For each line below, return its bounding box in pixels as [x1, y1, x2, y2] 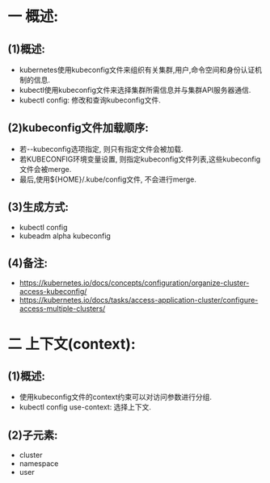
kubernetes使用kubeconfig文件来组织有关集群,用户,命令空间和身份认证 [19, 65, 255, 74]
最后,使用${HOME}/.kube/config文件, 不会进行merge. [19, 174, 197, 184]
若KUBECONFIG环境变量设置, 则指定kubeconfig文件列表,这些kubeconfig [19, 154, 261, 164]
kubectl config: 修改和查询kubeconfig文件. [19, 95, 161, 105]
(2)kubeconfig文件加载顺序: [7, 121, 149, 135]
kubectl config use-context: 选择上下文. [19, 402, 151, 412]
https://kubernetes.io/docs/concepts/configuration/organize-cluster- [19, 278, 250, 288]
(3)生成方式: [7, 200, 70, 214]
